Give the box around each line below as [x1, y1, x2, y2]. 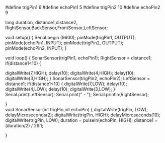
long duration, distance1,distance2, [5, 20, 78, 25]
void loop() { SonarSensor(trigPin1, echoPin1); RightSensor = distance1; [5, 55, 152, 61]
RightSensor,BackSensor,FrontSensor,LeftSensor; [5, 25, 108, 31]
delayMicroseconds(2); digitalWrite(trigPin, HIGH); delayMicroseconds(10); [5, 112, 161, 118]
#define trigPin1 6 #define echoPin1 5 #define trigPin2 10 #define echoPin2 [5, 5, 160, 10]
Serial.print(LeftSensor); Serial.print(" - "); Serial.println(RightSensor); [5, 92, 149, 97]
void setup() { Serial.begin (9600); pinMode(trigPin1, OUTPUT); [5, 35, 136, 40]
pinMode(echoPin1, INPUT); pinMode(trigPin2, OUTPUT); [5, 40, 124, 46]
